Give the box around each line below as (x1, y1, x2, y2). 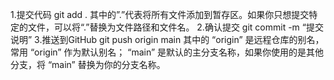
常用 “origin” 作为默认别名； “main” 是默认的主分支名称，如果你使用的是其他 (10, 46, 325, 58)
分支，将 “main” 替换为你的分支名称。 (10, 59, 166, 70)
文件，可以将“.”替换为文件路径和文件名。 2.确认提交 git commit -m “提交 (27, 21, 324, 33)
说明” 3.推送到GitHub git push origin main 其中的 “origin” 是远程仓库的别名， (10, 34, 325, 45)
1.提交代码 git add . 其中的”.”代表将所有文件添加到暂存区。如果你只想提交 (10, 9, 310, 20)
